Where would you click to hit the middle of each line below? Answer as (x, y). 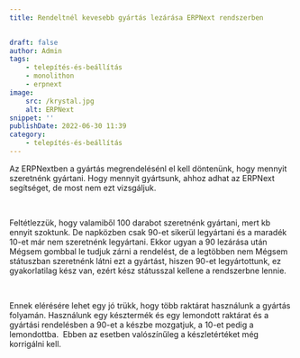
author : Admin (36, 50)
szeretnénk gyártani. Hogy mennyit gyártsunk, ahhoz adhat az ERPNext (142, 178)
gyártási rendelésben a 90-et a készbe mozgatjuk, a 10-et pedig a (132, 325)
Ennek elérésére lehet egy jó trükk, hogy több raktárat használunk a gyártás (150, 305)
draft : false (34, 42)
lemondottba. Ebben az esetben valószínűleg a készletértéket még (134, 334)
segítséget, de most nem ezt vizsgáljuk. (83, 188)
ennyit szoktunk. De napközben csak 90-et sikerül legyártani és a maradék (148, 232)
